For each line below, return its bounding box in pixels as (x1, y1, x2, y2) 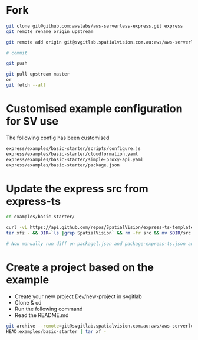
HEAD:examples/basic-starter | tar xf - (6, 328, 107, 334)
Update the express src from (6, 182, 148, 195)
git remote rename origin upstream (6, 28, 94, 34)
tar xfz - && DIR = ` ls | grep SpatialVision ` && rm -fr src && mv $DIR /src (6, 230, 192, 236)
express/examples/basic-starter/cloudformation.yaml (6, 151, 138, 157)
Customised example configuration (6, 102, 183, 116)
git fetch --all (6, 82, 46, 89)
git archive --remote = (6, 323, 62, 329)
